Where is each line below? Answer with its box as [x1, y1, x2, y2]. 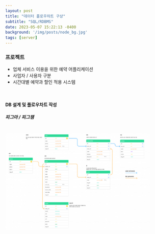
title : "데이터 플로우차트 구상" [5, 13, 66, 19]
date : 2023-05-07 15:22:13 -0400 [5, 25, 76, 30]
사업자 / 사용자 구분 [12, 73, 51, 79]
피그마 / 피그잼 [5, 114, 34, 120]
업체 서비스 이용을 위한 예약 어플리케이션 [12, 66, 93, 73]
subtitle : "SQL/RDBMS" [5, 19, 54, 24]
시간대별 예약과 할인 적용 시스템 [12, 79, 75, 85]
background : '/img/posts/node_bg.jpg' [5, 30, 88, 35]
